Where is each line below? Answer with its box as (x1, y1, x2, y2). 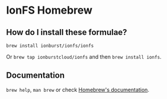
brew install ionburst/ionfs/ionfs (6, 43, 94, 49)
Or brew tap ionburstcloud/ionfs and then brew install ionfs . (6, 53, 162, 60)
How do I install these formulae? (6, 27, 127, 37)
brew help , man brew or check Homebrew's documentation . (6, 86, 150, 93)
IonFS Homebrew (6, 4, 93, 17)
